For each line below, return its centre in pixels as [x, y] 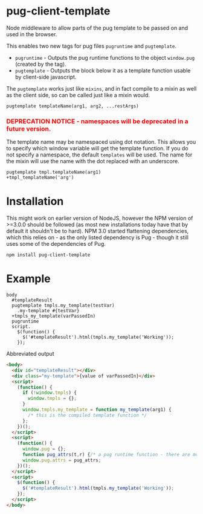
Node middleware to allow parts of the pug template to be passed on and [97, 28]
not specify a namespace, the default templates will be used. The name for [99, 155]
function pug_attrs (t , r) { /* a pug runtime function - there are [106, 455]
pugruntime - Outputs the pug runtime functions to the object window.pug [105, 57]
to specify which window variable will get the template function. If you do [97, 149]
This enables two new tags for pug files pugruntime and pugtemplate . [92, 46]
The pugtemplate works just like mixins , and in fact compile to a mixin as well [101, 88]
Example [28, 279]
